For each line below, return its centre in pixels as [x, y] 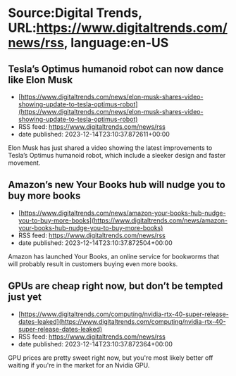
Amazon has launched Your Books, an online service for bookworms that [114, 256]
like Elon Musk [41, 80]
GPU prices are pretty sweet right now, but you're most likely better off [111, 358]
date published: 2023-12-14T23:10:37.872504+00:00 [95, 243]
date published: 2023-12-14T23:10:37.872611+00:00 [94, 134]
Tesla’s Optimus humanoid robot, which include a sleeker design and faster [117, 155]
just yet [25, 297]
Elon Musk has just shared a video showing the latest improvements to [110, 148]
